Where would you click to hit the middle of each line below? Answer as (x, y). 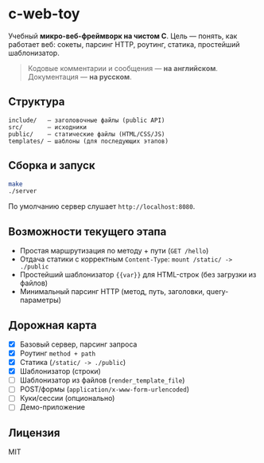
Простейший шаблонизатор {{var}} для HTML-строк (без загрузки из (138, 275)
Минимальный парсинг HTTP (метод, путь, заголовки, (112, 292)
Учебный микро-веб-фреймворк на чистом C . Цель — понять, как (123, 36)
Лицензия (34, 432)
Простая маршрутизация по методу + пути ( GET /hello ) (114, 251)
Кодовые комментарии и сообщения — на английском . (123, 68)
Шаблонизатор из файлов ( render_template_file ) (102, 380)
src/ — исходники (48, 127)
